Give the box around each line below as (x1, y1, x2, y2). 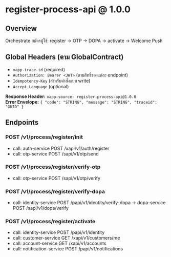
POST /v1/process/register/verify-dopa (5, 188, 105, 195)
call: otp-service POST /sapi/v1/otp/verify (12, 175, 101, 181)
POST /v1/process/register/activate (5, 218, 96, 225)
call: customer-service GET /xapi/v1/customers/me (12, 235, 120, 241)
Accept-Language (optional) (12, 83, 69, 89)
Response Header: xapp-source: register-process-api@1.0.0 (5, 93, 137, 100)
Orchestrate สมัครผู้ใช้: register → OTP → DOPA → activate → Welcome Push (5, 37, 163, 44)
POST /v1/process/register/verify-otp (5, 163, 101, 170)
